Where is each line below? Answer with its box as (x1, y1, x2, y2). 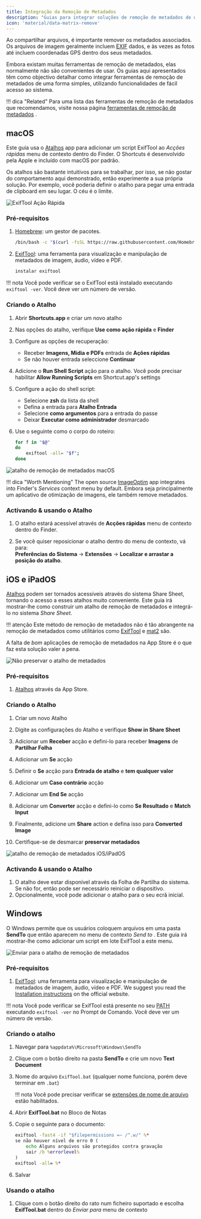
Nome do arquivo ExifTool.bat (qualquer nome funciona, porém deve (14, 1073, 187, 1080)
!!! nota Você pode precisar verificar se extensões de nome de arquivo (14, 1091, 188, 1098)
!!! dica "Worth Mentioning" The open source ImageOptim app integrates (6, 479, 185, 486)
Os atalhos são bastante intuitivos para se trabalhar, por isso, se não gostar (6, 169, 192, 176)
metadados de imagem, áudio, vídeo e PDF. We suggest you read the (14, 984, 186, 991)
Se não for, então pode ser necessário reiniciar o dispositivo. (14, 885, 165, 892)
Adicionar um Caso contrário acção (14, 779, 103, 786)
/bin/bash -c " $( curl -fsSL (14, 240, 86, 246)
